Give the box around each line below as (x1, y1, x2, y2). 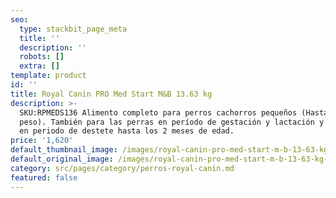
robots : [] (19, 52, 65, 62)
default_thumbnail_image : (10, 145, 118, 155)
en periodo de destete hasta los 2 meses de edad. (19, 126, 235, 136)
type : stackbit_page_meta (19, 24, 128, 34)
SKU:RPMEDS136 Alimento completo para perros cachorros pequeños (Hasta (19, 107, 329, 118)
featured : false (10, 172, 78, 183)
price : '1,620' (10, 136, 74, 146)
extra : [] (19, 61, 60, 71)
